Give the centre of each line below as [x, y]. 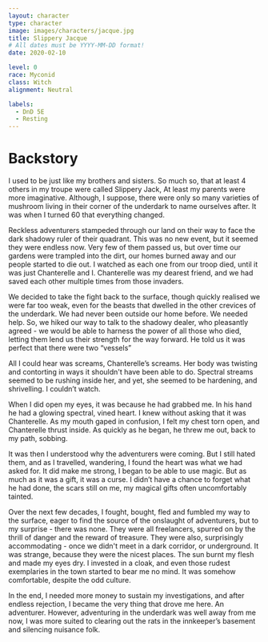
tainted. [21, 496]
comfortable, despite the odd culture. [70, 580]
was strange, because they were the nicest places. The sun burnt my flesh [131, 555]
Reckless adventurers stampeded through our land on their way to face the [132, 231]
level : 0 [23, 68]
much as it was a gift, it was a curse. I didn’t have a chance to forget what [129, 479]
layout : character [39, 16]
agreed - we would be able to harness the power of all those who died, [125, 331]
